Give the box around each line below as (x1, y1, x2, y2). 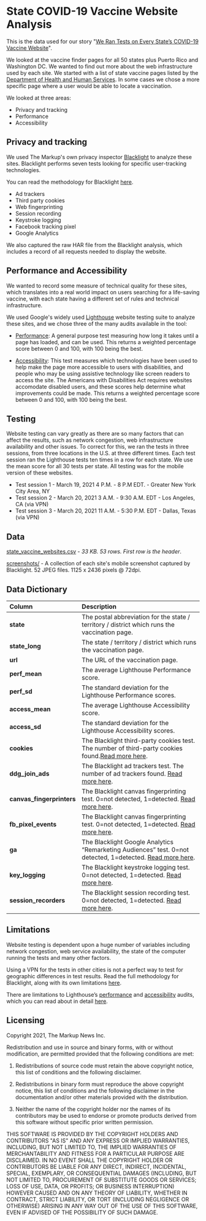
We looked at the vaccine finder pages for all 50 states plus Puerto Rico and (6, 56, 199, 63)
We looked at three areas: (6, 94, 72, 101)
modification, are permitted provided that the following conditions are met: (6, 1050, 194, 1058)
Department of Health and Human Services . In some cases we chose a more (6, 76, 200, 83)
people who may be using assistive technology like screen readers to (15, 370, 190, 377)
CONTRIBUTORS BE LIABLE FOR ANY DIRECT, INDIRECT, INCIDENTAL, (6, 1163, 187, 1170)
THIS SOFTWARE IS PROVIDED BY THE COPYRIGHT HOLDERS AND (6, 1130, 179, 1137)
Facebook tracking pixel (15, 222, 77, 230)
